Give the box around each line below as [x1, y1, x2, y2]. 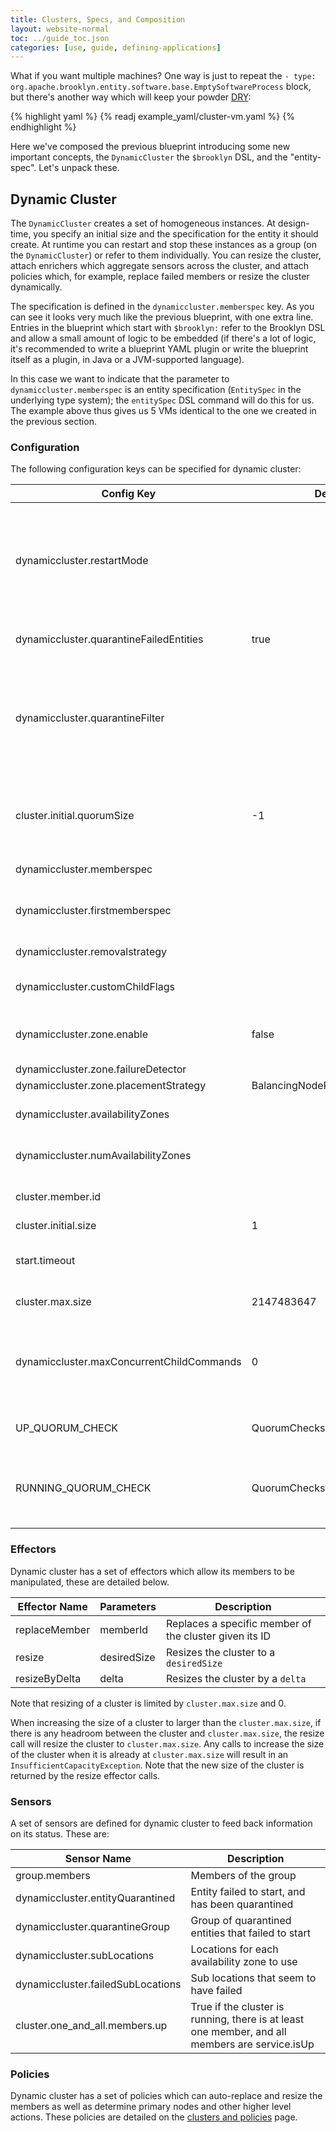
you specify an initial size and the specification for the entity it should [33, 228, 319, 240]
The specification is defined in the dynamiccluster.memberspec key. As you [10, 301, 315, 313]
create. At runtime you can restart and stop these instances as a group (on [10, 239, 317, 251]
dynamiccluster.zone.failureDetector [15, 1062, 187, 1076]
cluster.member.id [15, 1190, 102, 1204]
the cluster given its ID [166, 1629, 271, 1643]
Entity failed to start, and [190, 1884, 306, 1898]
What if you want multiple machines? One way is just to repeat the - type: [10, 70, 317, 82]
